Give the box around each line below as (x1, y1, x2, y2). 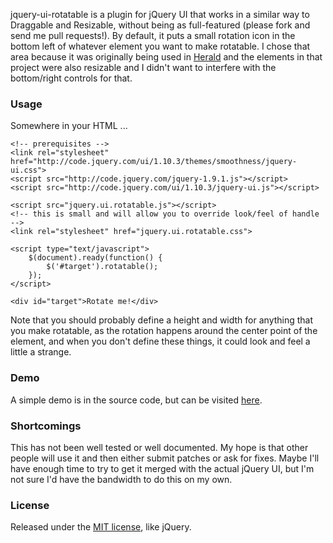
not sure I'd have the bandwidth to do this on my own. (10, 473, 233, 485)
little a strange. (10, 346, 72, 358)
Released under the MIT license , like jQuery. (10, 521, 192, 533)
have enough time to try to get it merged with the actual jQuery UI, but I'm (10, 462, 315, 474)
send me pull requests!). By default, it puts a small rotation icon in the (10, 30, 296, 41)
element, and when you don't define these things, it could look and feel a (10, 335, 311, 348)
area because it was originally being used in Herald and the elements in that (10, 51, 323, 63)
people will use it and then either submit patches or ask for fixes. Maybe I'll (10, 452, 320, 464)
